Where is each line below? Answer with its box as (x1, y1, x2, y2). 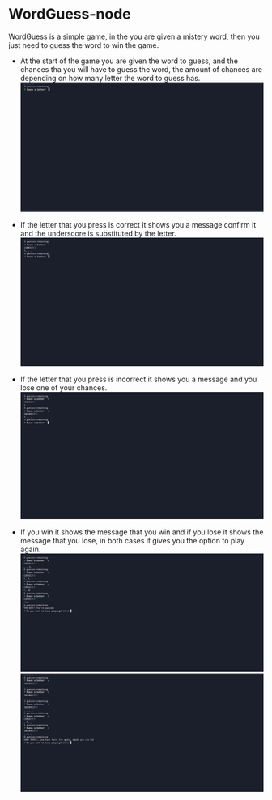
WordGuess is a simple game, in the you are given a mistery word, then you (8, 32, 261, 41)
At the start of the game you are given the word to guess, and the (19, 56, 239, 66)
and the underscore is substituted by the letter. (19, 228, 176, 238)
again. (19, 544, 41, 554)
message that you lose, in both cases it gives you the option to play (19, 535, 245, 545)
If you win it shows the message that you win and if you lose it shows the (19, 527, 264, 537)
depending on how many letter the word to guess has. (19, 73, 201, 83)
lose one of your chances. (19, 382, 108, 393)
